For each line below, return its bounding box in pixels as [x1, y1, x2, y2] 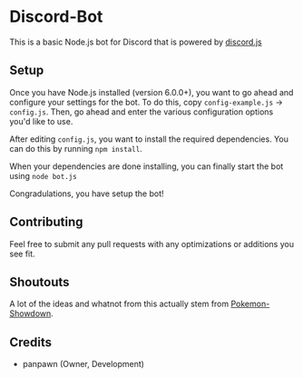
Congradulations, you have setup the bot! [9, 188, 164, 199]
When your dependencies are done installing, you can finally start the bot [9, 161, 284, 172]
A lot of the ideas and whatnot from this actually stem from [9, 298, 230, 310]
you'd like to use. [9, 115, 73, 126]
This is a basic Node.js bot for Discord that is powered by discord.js [9, 36, 262, 47]
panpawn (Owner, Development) [22, 359, 145, 370]
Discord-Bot [9, 6, 103, 27]
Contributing [9, 214, 83, 230]
